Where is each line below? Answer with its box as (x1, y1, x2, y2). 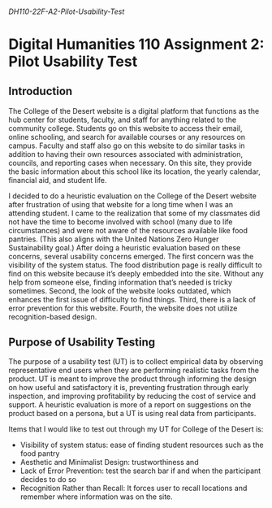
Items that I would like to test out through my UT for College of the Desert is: (8, 424, 264, 434)
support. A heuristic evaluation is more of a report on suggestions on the (8, 400, 252, 410)
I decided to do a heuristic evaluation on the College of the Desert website (8, 191, 257, 201)
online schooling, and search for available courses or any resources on (8, 132, 246, 141)
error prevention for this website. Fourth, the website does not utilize (8, 303, 238, 313)
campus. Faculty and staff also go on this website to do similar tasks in (8, 141, 245, 150)
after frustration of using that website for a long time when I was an (8, 199, 234, 209)
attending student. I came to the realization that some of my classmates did (8, 208, 261, 218)
